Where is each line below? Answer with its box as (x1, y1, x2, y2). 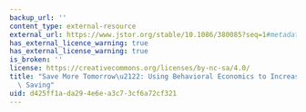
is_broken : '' (9, 55, 64, 64)
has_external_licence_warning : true (9, 38, 148, 48)
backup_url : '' (9, 13, 67, 23)
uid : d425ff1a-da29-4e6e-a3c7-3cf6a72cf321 (9, 89, 178, 98)
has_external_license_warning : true (9, 47, 148, 56)
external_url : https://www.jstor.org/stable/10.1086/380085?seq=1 (9, 30, 267, 39)
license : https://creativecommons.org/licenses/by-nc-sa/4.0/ (9, 64, 250, 73)
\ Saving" (17, 80, 55, 89)
